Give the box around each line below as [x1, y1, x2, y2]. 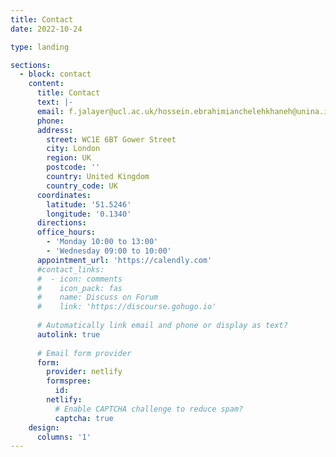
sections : [10, 60, 52, 70]
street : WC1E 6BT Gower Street [46, 134, 177, 145]
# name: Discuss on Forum [36, 292, 159, 303]
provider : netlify [46, 367, 123, 377]
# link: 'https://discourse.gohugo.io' [36, 302, 217, 312]
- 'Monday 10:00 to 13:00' [46, 237, 159, 247]
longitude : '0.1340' [46, 209, 132, 219]
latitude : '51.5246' [46, 199, 132, 210]
